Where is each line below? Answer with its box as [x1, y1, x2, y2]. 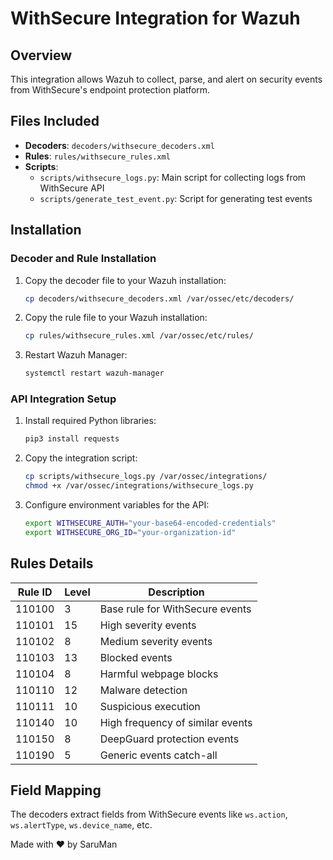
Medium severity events [99, 634, 213, 648]
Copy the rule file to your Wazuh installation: [24, 312, 208, 324]
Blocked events [99, 650, 173, 664]
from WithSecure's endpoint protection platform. [10, 84, 211, 96]
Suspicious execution [99, 699, 201, 713]
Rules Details [10, 555, 94, 572]
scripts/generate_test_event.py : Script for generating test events [39, 192, 313, 204]
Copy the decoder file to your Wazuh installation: [24, 274, 227, 286]
